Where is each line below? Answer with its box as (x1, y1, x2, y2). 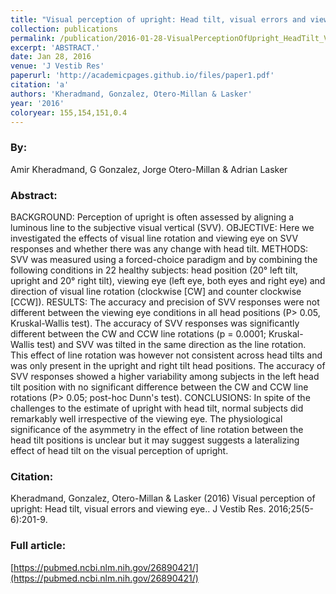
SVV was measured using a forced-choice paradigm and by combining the (10, 253, 318, 265)
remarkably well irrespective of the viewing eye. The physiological (10, 412, 283, 425)
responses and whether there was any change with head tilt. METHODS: (10, 242, 309, 255)
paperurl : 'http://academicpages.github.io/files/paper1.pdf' (10, 71, 275, 81)
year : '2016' (10, 98, 65, 108)
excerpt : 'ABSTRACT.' (10, 42, 101, 53)
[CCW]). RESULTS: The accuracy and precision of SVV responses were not (10, 296, 320, 308)
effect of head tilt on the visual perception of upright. (10, 444, 229, 456)
